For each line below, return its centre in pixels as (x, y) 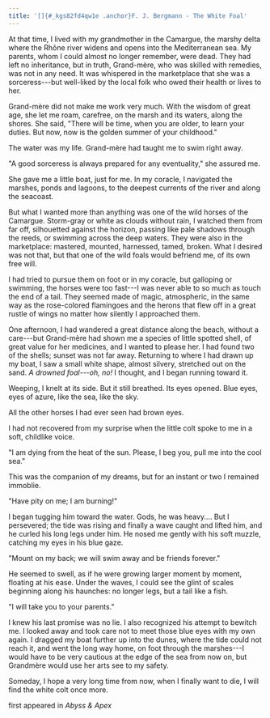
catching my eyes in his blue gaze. (66, 542)
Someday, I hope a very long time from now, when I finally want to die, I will (134, 681)
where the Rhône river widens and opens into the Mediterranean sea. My (130, 47)
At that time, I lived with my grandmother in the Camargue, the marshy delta (135, 39)
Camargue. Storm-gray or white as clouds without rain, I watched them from (135, 220)
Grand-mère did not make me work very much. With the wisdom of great (129, 106)
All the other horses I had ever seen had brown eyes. (96, 412)
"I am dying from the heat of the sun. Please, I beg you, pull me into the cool (135, 452)
